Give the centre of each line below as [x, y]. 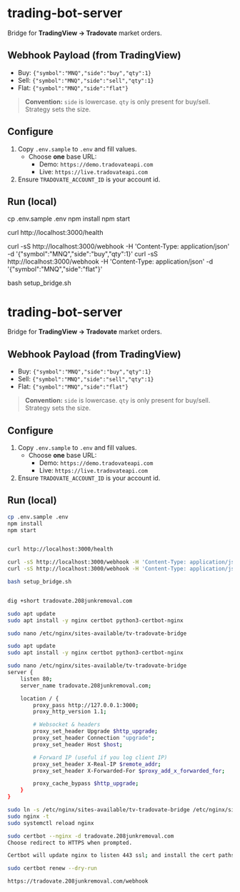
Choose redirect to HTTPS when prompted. [70, 843]
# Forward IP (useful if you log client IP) [100, 757]
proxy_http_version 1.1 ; [70, 712]
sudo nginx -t [29, 816]
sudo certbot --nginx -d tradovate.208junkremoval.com [91, 836]
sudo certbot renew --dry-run [52, 868]
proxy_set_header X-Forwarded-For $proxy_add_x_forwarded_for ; [129, 771]
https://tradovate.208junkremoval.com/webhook [78, 881]
